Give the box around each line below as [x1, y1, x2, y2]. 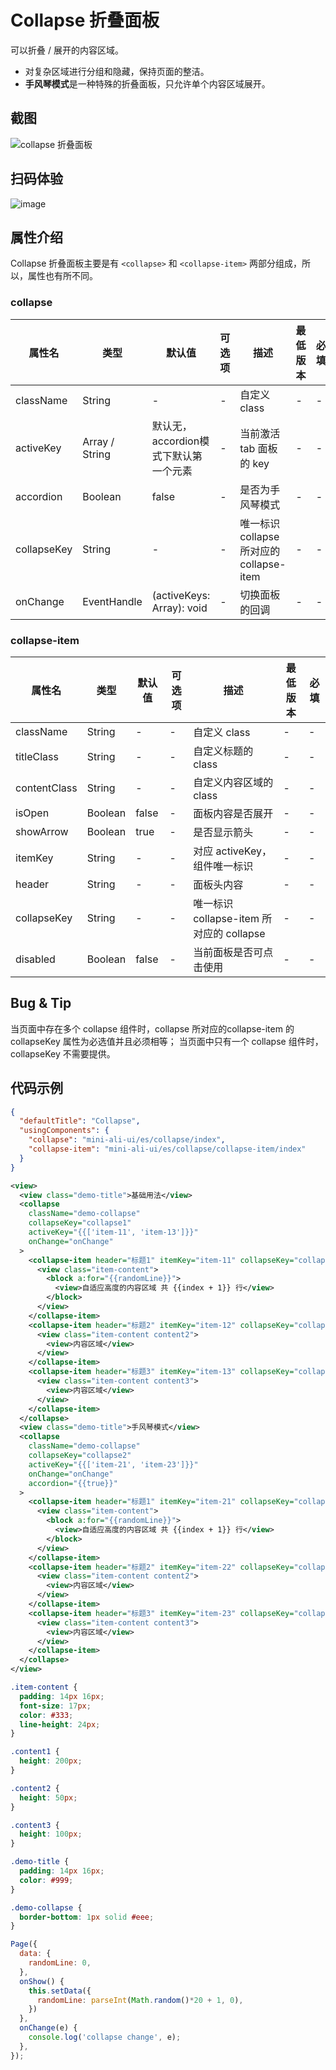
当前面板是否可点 [193, 945, 274, 959]
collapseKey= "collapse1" [28, 1218, 132, 1228]
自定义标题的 [193, 744, 254, 758]
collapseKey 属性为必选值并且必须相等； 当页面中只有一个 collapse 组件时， [10, 1035, 324, 1047]
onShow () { [19, 1976, 65, 1986]
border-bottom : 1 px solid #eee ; [19, 1912, 155, 1922]
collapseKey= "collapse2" [28, 1451, 132, 1461]
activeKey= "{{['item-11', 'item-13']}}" [28, 1227, 199, 1238]
